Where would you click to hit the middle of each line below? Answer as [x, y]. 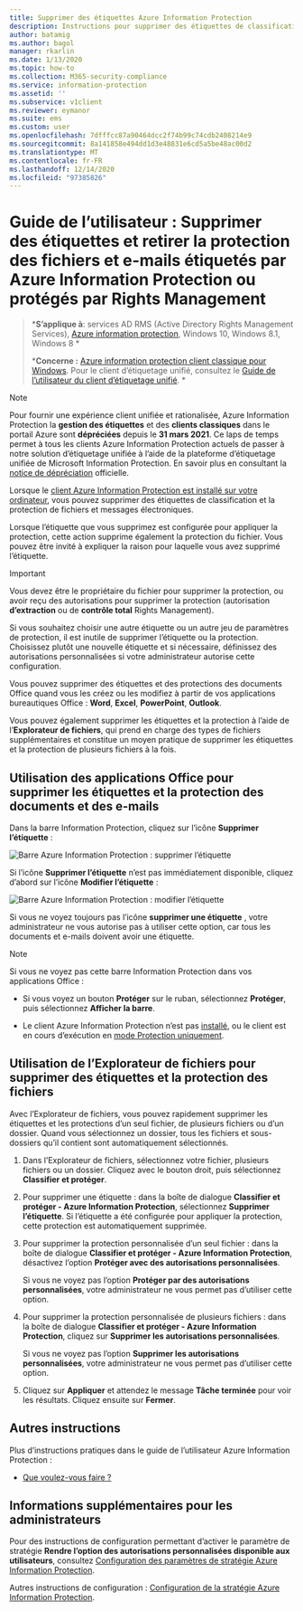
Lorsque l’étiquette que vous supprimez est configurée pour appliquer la [143, 527]
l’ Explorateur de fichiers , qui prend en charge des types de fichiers [135, 730]
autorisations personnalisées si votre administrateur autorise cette [132, 657]
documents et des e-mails [84, 806]
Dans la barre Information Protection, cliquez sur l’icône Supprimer [134, 828]
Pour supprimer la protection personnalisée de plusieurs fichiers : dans [154, 1316]
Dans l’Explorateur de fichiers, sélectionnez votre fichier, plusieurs [145, 1160]
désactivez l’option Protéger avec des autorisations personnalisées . [151, 1262]
